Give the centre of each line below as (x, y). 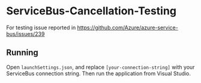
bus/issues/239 (25, 33)
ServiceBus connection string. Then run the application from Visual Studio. (98, 73)
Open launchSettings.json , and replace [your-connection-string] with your (100, 67)
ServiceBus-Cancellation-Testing (91, 11)
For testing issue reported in (41, 27)
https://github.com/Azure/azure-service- (127, 27)
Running (22, 53)
